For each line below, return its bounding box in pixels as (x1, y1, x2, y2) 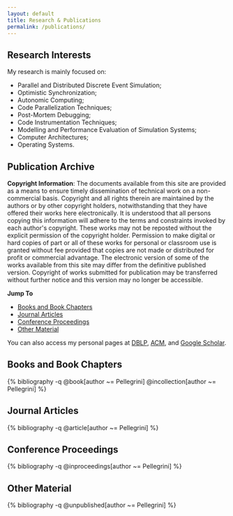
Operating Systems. (17, 140, 75, 149)
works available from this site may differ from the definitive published (7, 261, 206, 269)
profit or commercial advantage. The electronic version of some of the (7, 253, 209, 262)
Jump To (7, 289, 33, 297)
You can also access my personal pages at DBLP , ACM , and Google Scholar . (7, 339, 227, 346)
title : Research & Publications (7, 17, 101, 24)
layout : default (7, 10, 54, 17)
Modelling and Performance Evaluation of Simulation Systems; (17, 126, 197, 134)
